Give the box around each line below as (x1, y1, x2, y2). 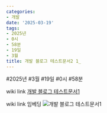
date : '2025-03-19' (6, 20, 54, 25)
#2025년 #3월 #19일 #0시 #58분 (6, 75, 83, 82)
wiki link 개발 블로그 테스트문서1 (6, 88, 80, 95)
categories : (6, 8, 35, 15)
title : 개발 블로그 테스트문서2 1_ (6, 58, 82, 64)
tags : (6, 25, 20, 31)
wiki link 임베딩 (6, 100, 42, 107)
